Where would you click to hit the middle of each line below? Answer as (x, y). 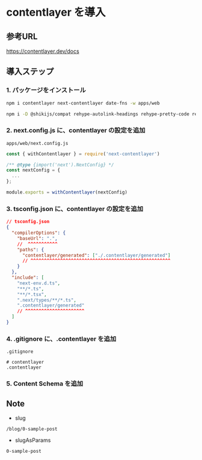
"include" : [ (28, 278)
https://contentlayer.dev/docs (43, 51)
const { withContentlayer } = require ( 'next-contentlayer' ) (83, 154)
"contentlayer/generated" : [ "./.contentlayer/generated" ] (96, 255)
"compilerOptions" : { (39, 233)
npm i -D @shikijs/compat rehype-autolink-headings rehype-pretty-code (98, 114)
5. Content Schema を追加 (45, 384)
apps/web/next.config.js (37, 143)
